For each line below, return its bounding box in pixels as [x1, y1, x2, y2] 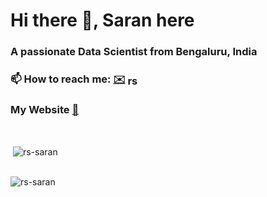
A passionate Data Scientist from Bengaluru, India [10, 45, 258, 59]
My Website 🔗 [10, 102, 80, 116]
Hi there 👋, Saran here [10, 9, 195, 32]
